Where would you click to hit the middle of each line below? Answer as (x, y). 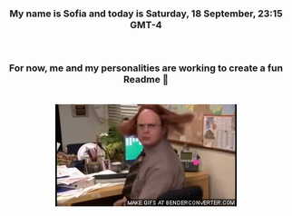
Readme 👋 (146, 80)
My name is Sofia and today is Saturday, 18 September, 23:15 (146, 14)
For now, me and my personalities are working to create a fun (146, 68)
